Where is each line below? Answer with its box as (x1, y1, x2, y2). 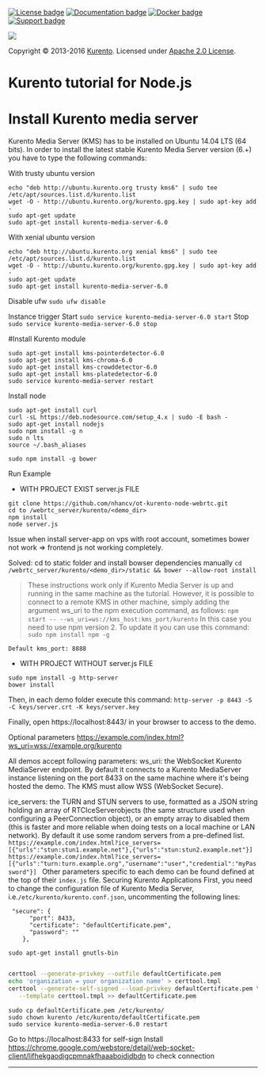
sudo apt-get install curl (8, 407, 97, 415)
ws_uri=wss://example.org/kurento (8, 741, 123, 751)
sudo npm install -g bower (8, 455, 97, 463)
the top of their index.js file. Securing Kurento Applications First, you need (8, 875, 253, 885)
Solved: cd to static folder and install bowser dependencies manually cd (8, 558, 242, 568)
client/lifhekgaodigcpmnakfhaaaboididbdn (8, 1051, 146, 1060)
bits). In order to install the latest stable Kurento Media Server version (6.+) (8, 145, 252, 155)
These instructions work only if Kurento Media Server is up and (27, 580, 234, 590)
